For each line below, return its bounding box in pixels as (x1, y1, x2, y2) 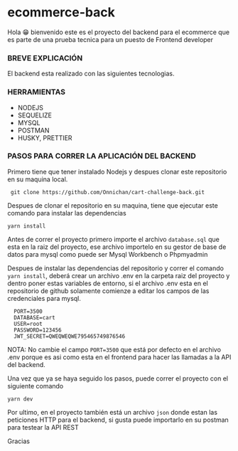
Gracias (7, 437, 31, 445)
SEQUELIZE (17, 111, 52, 120)
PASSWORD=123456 (13, 327, 62, 334)
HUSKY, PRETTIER (17, 133, 72, 142)
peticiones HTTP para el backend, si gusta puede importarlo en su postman (7, 415, 229, 424)
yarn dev (7, 396, 33, 403)
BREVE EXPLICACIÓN (7, 53, 83, 63)
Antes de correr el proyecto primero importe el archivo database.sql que (7, 235, 220, 243)
